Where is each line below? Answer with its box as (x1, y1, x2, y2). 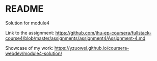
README (5, 3, 44, 15)
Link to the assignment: (5, 29, 55, 36)
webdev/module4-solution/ (5, 50, 63, 56)
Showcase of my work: (5, 45, 54, 51)
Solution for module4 (5, 20, 50, 26)
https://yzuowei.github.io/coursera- (54, 45, 129, 51)
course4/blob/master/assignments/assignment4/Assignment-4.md (5, 35, 146, 41)
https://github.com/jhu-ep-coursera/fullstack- (55, 29, 152, 36)
